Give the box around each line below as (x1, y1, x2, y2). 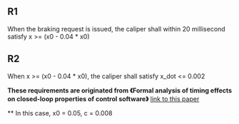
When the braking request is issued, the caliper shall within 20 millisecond (7, 24, 226, 33)
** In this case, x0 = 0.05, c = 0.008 (7, 108, 113, 117)
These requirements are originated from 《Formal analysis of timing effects (7, 86, 233, 95)
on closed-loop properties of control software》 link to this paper (7, 94, 200, 103)
